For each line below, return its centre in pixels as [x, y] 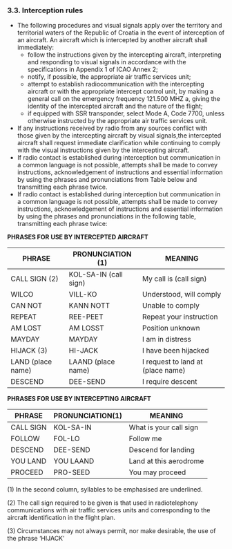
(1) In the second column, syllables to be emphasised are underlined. [105, 490]
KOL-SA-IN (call [96, 274]
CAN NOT [27, 306]
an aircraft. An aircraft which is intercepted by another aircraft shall [113, 40]
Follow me [145, 439]
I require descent [170, 382]
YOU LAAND [74, 461]
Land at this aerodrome [166, 461]
